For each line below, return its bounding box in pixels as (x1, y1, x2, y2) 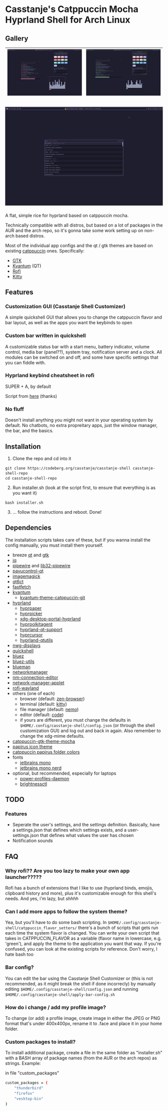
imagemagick (12, 573, 40, 579)
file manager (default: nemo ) (19, 706, 79, 712)
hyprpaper (19, 605, 42, 611)
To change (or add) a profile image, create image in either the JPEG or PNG (5, 1015, 160, 1021)
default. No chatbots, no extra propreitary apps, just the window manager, (5, 422, 157, 428)
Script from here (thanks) (5, 393, 57, 399)
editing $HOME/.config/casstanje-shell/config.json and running (5, 986, 138, 992)
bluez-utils (12, 658, 35, 664)
